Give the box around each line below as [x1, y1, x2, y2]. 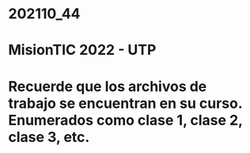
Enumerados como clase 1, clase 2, [8, 111, 243, 129]
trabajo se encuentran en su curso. [8, 94, 243, 112]
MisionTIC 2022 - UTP [8, 41, 157, 59]
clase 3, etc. [8, 128, 90, 146]
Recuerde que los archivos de [8, 77, 207, 95]
